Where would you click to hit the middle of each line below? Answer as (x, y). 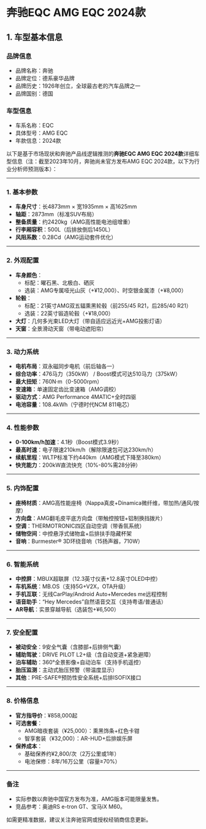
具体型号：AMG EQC (41, 133)
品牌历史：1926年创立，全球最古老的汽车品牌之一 (78, 86)
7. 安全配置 (22, 632)
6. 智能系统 (23, 564)
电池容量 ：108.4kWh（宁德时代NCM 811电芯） (74, 404)
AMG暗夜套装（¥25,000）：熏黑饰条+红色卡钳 (82, 730)
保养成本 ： (29, 746)
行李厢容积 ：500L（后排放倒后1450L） (64, 230)
